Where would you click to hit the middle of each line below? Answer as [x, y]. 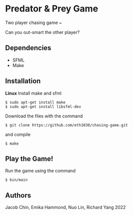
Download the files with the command [44, 116]
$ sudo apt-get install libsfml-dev [43, 106]
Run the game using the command [40, 171]
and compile [18, 134]
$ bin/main [16, 180]
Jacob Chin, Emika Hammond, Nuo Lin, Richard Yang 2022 [66, 207]
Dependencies [28, 48]
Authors [18, 195]
